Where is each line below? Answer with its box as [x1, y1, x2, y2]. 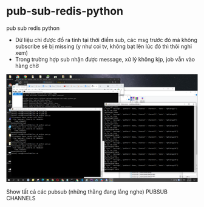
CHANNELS [6, 195, 36, 202]
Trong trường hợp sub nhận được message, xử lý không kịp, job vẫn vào [15, 55, 195, 63]
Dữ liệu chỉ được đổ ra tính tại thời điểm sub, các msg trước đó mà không [15, 36, 197, 43]
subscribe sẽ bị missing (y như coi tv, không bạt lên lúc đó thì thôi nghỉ [15, 43, 192, 50]
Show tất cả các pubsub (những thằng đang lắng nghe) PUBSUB [6, 188, 168, 195]
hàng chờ [15, 62, 39, 69]
